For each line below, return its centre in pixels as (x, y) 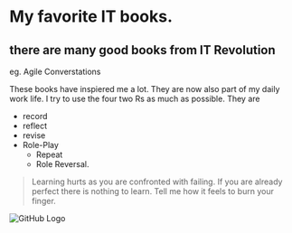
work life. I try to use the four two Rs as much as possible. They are (135, 98)
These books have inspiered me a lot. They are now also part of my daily (145, 89)
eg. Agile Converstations (55, 71)
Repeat (49, 154)
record (35, 116)
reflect (35, 126)
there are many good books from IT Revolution (142, 50)
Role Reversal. (62, 164)
